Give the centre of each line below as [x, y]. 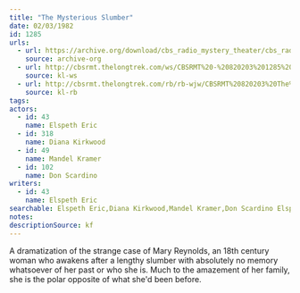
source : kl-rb [51, 92]
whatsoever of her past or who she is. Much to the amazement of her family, [150, 270]
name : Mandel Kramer [63, 159]
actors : [24, 109]
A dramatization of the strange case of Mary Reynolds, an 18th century [139, 250]
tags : [19, 100]
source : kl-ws [51, 76]
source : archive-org [63, 59]
